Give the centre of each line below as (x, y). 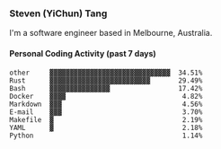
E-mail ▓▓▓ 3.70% (106, 112)
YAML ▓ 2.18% (106, 127)
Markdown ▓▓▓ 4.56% (106, 104)
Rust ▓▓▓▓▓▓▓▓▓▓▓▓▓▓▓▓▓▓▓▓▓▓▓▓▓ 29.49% (106, 80)
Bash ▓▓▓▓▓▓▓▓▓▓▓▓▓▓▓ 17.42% (106, 88)
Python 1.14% (106, 136)
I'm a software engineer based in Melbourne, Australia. (111, 33)
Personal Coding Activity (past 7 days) (83, 53)
